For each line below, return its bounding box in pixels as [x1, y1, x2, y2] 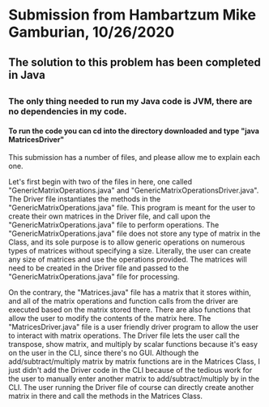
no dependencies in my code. [8, 106, 127, 117]
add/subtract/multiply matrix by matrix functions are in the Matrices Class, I [8, 357, 261, 366]
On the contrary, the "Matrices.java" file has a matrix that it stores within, [8, 288, 251, 297]
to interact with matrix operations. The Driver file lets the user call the [8, 331, 241, 340]
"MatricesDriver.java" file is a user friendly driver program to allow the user [8, 323, 259, 332]
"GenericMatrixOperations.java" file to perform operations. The [8, 220, 220, 230]
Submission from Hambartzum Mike [8, 6, 257, 24]
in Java [8, 67, 46, 82]
